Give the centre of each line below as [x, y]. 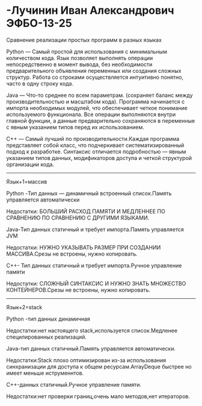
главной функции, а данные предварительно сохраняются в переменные [101, 120]
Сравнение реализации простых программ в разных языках [84, 40]
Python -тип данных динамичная [48, 319]
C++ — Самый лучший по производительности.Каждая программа [93, 138]
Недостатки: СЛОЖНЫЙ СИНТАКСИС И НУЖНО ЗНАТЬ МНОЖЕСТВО [96, 283]
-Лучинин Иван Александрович [90, 11]
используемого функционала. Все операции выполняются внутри [91, 114]
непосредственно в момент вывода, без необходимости [79, 64]
